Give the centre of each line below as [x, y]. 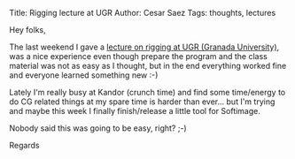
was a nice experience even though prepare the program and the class [138, 56]
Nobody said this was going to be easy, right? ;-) [98, 128]
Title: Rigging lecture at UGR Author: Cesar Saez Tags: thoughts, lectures [143, 13]
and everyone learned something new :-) [84, 75]
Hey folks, [27, 30]
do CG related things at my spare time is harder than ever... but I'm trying [142, 102]
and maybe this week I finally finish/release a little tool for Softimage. [135, 111]
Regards [24, 145]
